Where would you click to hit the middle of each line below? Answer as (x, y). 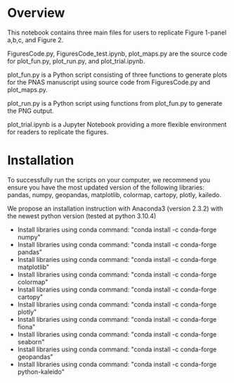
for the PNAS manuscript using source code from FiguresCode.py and (109, 82)
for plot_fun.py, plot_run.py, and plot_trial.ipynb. (76, 61)
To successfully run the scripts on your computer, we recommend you (109, 180)
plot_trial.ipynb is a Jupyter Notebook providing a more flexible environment (117, 124)
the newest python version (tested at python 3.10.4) (82, 215)
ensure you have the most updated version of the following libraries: (106, 187)
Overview (36, 13)
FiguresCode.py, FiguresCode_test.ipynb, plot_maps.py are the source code (117, 54)
